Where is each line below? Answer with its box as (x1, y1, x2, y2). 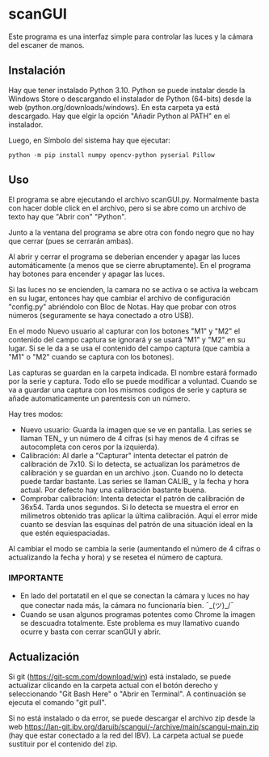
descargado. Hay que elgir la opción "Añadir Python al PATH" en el (8, 111, 230, 121)
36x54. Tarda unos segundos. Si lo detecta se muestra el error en (19, 502, 239, 512)
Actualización (8, 650, 80, 664)
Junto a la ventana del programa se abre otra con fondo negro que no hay (8, 228, 254, 237)
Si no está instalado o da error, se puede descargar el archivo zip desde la (8, 713, 256, 723)
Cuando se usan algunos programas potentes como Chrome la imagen (19, 609, 256, 619)
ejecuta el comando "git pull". (8, 697, 107, 707)
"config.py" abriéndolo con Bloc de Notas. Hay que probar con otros (8, 301, 237, 312)
